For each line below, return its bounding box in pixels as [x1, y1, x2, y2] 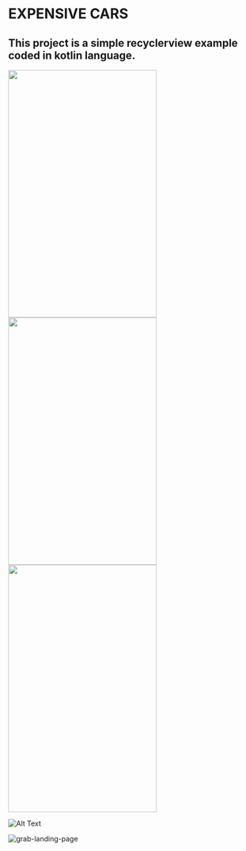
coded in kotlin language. [8, 48, 136, 62]
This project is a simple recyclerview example [8, 36, 239, 50]
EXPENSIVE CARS [8, 5, 129, 23]
